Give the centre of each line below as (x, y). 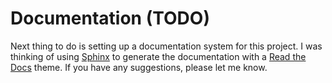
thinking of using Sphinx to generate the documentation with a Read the (158, 56)
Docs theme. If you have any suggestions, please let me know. (139, 67)
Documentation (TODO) (110, 18)
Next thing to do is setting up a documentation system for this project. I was (166, 46)
